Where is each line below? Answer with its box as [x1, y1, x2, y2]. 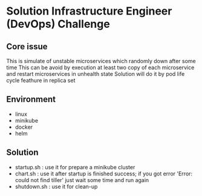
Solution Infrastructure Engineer [6, 4, 172, 18]
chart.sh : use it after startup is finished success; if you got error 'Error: [15, 170, 192, 177]
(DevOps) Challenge [6, 17, 110, 31]
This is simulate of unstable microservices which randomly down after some [6, 58, 196, 64]
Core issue [6, 41, 48, 52]
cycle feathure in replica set [6, 77, 76, 84]
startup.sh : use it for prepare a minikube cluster [15, 163, 135, 171]
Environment [6, 94, 56, 104]
